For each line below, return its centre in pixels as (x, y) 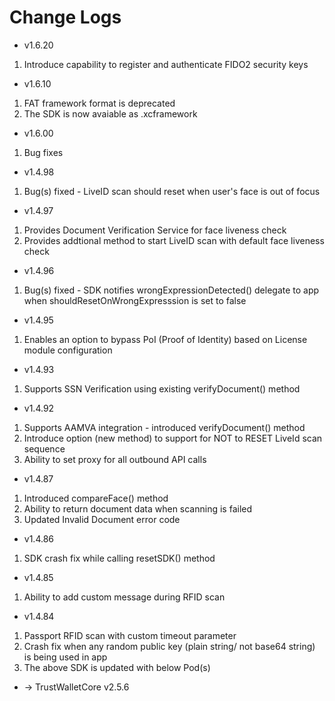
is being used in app (65, 657)
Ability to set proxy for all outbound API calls (115, 459)
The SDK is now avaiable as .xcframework (110, 113)
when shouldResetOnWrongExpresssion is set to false (135, 300)
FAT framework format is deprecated (99, 103)
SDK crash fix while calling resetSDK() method (119, 558)
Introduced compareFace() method (96, 498)
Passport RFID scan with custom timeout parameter (130, 635)
